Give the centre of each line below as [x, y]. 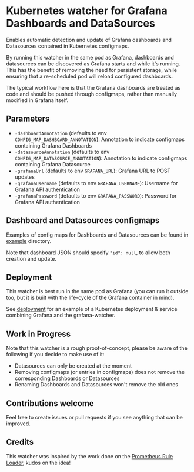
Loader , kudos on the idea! [39, 463]
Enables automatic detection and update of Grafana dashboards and [89, 40]
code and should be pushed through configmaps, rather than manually [92, 94]
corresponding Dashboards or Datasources [67, 378]
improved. [18, 424]
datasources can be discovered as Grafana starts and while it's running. [93, 64]
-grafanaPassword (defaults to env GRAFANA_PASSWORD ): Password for [96, 195]
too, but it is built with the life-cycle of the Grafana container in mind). [90, 298]
